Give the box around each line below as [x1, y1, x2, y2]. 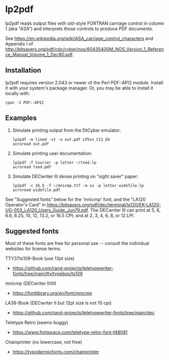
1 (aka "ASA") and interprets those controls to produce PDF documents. [5, 25, 154, 31]
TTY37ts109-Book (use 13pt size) [5, 255, 75, 262]
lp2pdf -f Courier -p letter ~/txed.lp [12, 160, 97, 165]
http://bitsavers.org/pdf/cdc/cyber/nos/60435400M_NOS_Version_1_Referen [5, 46, 164, 52]
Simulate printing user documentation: [12, 150, 92, 156]
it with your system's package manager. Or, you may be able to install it [5, 85, 153, 91]
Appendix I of [5, 40, 34, 46]
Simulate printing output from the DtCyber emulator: [12, 127, 121, 133]
